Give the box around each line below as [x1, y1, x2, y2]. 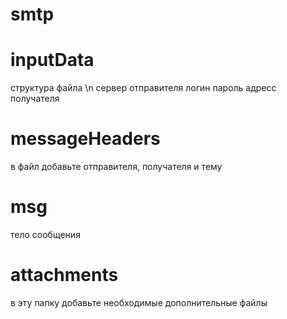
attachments [10, 264, 119, 287]
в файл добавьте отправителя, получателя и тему [10, 161, 223, 173]
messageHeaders [10, 128, 161, 150]
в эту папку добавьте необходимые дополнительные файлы [10, 296, 268, 308]
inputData [10, 49, 95, 72]
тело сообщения [10, 229, 81, 240]
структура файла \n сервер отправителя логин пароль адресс [10, 82, 277, 94]
